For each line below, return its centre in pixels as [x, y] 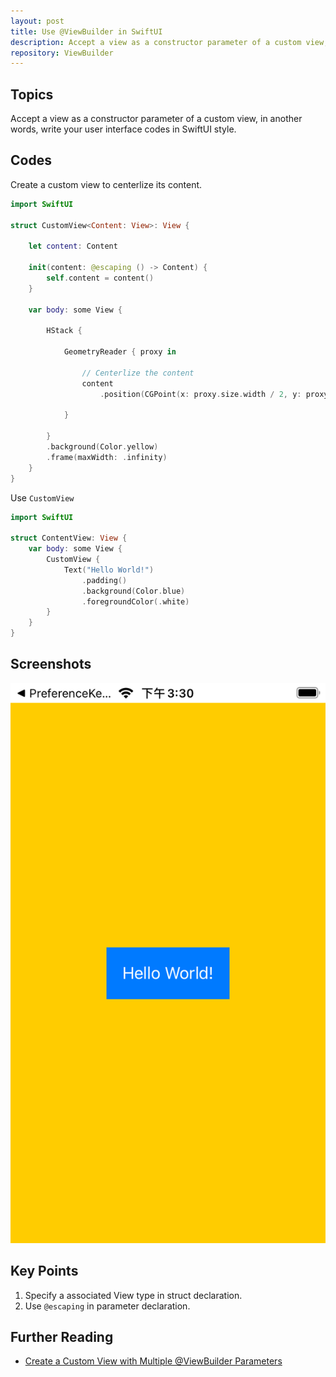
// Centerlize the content [138, 373]
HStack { [64, 331]
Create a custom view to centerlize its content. [106, 184]
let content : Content [73, 246]
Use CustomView [42, 497]
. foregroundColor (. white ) [135, 601]
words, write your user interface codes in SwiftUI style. [123, 129]
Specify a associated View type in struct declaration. [133, 1295]
